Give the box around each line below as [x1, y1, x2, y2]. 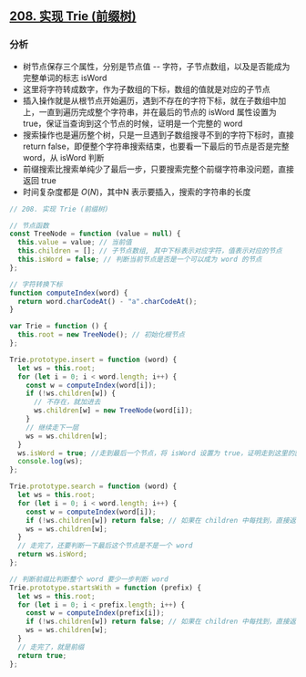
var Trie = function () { [9, 322, 107, 331]
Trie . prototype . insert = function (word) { [9, 355, 178, 364]
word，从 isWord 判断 [22, 151, 105, 162]
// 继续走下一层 [25, 422, 79, 432]
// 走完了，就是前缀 [17, 642, 85, 651]
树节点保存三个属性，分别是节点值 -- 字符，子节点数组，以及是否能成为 [22, 60, 291, 71]
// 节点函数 [9, 221, 50, 230]
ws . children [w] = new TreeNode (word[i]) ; [33, 406, 194, 415]
